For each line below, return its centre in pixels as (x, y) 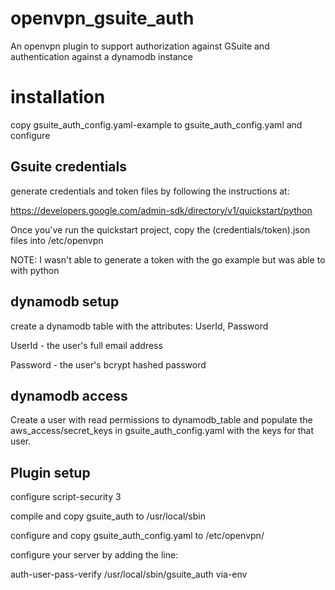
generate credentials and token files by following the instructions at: (150, 191)
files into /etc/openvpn (57, 240)
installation (58, 97)
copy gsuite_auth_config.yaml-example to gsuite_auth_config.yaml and (156, 124)
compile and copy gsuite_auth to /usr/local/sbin (108, 516)
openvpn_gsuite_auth (102, 18)
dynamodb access (69, 395)
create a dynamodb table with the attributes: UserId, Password (139, 326)
